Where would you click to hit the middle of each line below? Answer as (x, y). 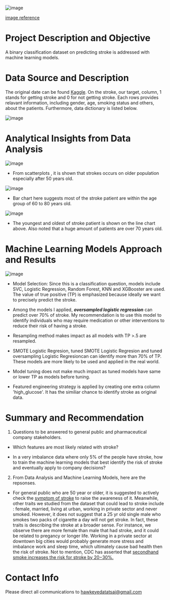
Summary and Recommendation (75, 418)
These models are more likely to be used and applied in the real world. (86, 361)
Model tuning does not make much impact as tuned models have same (87, 371)
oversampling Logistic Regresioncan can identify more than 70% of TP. (87, 356)
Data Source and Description (67, 78)
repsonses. (24, 483)
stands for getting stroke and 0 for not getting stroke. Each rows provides (82, 97)
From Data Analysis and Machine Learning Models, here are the (79, 477)
